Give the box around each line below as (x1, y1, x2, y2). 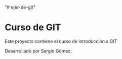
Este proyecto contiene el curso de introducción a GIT (5, 38, 117, 44)
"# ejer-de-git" (5, 4, 36, 10)
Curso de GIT (5, 22, 61, 33)
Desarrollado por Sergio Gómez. (5, 47, 72, 54)
